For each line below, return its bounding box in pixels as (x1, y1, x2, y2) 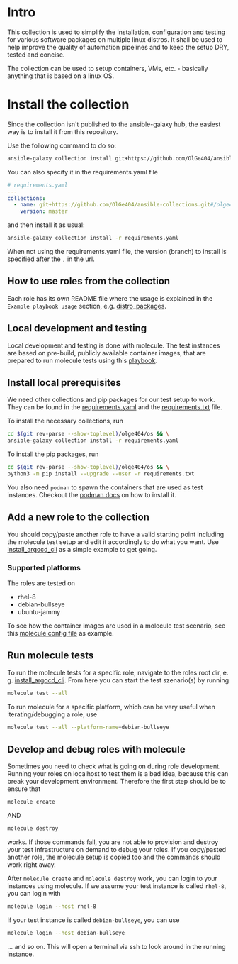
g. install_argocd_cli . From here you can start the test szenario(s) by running (7, 675, 229, 685)
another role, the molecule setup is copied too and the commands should (7, 853, 221, 862)
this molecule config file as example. (7, 629, 115, 638)
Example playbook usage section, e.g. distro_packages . (7, 301, 166, 310)
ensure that (7, 785, 41, 793)
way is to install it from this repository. (7, 127, 118, 135)
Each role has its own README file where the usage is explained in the (7, 294, 213, 302)
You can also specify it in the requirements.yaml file (7, 167, 158, 176)
